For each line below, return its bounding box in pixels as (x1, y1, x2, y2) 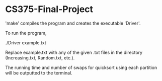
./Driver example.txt (5, 39, 46, 46)
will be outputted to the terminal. (5, 69, 73, 76)
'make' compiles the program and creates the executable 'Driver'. (5, 20, 141, 26)
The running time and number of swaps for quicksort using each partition (5, 64, 157, 70)
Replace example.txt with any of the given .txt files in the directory (5, 49, 142, 55)
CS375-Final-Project (5, 4, 94, 15)
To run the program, (5, 30, 47, 36)
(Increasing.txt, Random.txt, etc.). (5, 54, 75, 61)
